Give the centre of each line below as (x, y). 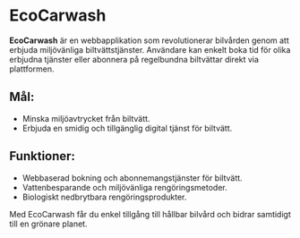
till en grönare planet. (48, 224)
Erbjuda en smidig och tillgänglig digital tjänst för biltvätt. (127, 128)
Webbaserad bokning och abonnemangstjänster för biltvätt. (133, 178)
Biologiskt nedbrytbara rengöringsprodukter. (104, 197)
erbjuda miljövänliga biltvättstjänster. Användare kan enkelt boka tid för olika (150, 49)
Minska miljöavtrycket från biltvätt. (86, 118)
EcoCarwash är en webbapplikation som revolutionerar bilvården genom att (149, 40)
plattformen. (32, 69)
